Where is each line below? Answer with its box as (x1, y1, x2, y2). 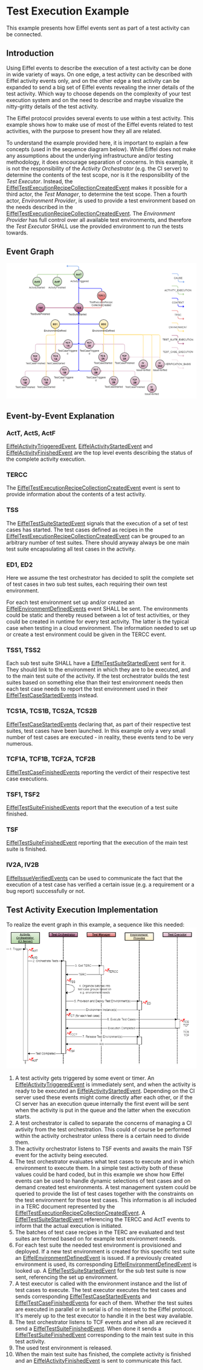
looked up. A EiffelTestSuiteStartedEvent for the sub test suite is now (14, 1267, 186, 1274)
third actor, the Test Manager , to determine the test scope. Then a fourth (6, 190, 187, 198)
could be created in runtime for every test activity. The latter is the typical (6, 618, 189, 625)
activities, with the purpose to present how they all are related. (6, 127, 162, 134)
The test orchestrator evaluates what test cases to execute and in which (14, 1158, 195, 1165)
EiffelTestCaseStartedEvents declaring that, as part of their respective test (6, 721, 192, 728)
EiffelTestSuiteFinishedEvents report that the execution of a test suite (6, 804, 178, 811)
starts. (14, 1112, 31, 1120)
